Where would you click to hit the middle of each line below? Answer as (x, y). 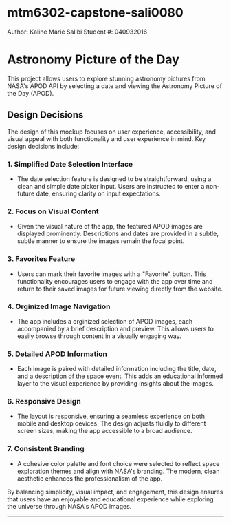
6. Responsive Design (44, 401)
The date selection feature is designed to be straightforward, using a (114, 179)
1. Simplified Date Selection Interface (70, 164)
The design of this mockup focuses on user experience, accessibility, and (112, 132)
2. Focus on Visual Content (53, 211)
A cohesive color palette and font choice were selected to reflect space (118, 463)
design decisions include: (43, 146)
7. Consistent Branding (46, 449)
